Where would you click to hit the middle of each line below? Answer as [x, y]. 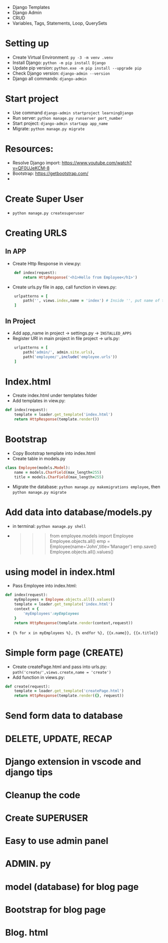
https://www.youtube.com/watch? [97, 163]
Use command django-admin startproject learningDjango [73, 113]
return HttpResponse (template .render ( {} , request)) [69, 696]
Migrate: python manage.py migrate [48, 128]
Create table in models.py [39, 458]
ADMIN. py [28, 864]
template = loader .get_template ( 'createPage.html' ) [69, 691]
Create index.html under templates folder [55, 396]
